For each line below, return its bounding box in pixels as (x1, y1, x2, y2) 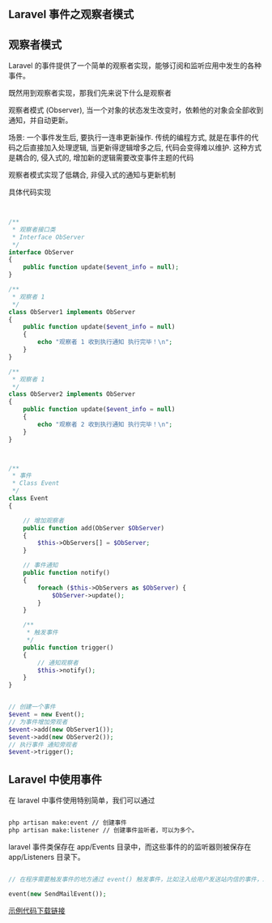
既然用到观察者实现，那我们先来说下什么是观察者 (8, 88, 172, 98)
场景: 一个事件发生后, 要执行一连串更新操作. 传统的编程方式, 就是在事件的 (8, 133, 252, 142)
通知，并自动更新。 (8, 116, 73, 125)
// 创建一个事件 (8, 703, 56, 711)
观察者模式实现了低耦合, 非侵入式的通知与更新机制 (8, 170, 176, 180)
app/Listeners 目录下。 (8, 852, 85, 861)
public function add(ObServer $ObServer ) (23, 524, 164, 532)
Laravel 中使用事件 (8, 772, 103, 786)
